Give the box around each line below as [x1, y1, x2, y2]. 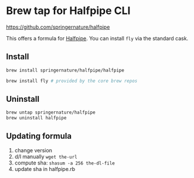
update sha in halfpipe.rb [14, 165, 76, 172]
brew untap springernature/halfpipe [6, 109, 96, 115]
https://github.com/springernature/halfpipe [6, 23, 110, 30]
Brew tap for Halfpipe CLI [6, 4, 131, 18]
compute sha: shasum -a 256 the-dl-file [14, 159, 115, 166]
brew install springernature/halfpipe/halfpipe [6, 67, 125, 73]
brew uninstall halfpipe [6, 115, 67, 121]
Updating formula [6, 131, 72, 141]
